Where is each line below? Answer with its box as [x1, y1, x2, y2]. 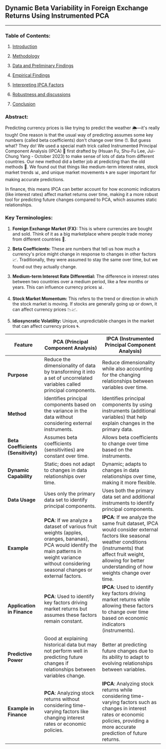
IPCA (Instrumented [106, 335, 154, 342]
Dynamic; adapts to [102, 460, 147, 467]
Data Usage [7, 496, 36, 503]
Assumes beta [44, 434, 78, 441]
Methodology [12, 53, 40, 59]
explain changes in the [102, 419, 155, 426]
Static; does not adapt [44, 460, 95, 467]
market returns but [44, 605, 87, 612]
